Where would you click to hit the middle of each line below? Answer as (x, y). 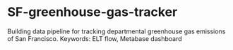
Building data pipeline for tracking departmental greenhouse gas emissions (116, 31)
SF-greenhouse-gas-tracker (92, 12)
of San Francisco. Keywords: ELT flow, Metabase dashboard (95, 38)
